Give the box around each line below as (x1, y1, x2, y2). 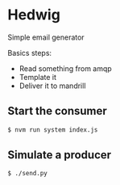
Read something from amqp (19, 63, 112, 74)
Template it (19, 72, 57, 82)
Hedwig (7, 6, 61, 24)
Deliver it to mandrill (19, 81, 86, 90)
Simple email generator (7, 32, 85, 42)
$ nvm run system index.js (7, 125, 98, 134)
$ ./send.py (7, 170, 48, 178)
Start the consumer (7, 104, 108, 118)
